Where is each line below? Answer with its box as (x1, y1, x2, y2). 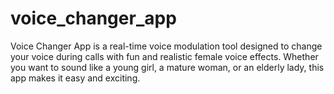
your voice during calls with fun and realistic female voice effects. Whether (10, 50, 319, 62)
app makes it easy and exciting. (10, 72, 141, 84)
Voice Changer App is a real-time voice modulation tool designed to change (10, 40, 323, 52)
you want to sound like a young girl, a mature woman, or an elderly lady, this (10, 61, 325, 73)
